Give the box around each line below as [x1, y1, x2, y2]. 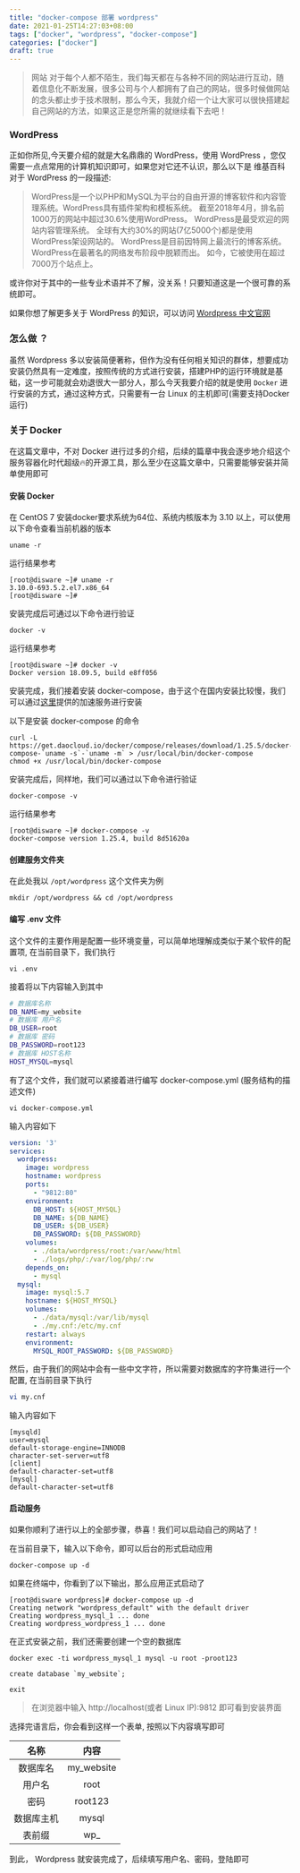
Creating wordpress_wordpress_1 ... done [9, 1620, 166, 1629]
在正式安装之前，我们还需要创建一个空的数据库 [9, 1636, 181, 1647]
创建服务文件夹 [9, 854, 64, 865]
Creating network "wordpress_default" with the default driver [9, 1604, 250, 1612]
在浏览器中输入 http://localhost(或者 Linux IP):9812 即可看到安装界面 [30, 1702, 282, 1713]
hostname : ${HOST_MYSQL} [25, 1296, 118, 1305]
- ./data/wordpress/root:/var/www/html [32, 1246, 181, 1255]
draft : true [9, 47, 54, 56]
